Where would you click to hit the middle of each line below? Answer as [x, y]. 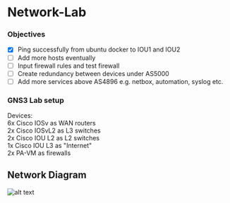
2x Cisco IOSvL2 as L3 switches [54, 130]
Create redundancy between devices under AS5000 [93, 73]
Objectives [26, 35]
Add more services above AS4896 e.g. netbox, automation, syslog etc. [120, 81]
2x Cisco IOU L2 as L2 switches [54, 138]
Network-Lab [47, 12]
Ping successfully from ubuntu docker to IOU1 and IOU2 [99, 49]
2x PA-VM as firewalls [39, 153]
